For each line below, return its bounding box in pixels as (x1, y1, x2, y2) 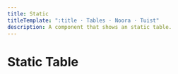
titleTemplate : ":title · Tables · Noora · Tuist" (7, 17, 160, 24)
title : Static (7, 10, 49, 18)
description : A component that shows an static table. (7, 23, 172, 30)
